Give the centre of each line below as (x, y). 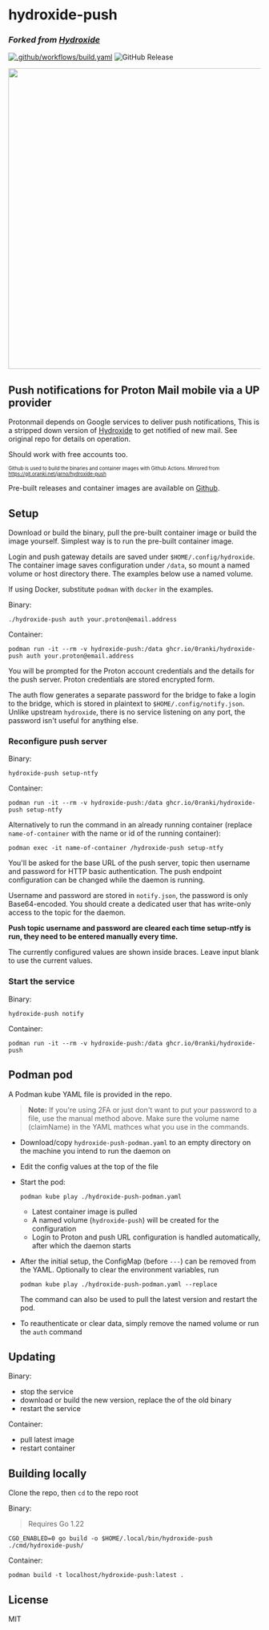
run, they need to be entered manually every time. (93, 936)
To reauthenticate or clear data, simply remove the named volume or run (139, 1323)
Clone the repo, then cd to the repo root (73, 1493)
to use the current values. (51, 961)
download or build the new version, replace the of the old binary (126, 1400)
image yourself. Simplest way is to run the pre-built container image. (121, 541)
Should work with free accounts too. (68, 455)
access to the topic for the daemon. (67, 912)
